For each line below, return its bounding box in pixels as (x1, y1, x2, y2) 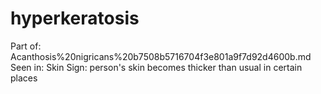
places (10, 72, 38, 84)
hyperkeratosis (10, 7, 140, 30)
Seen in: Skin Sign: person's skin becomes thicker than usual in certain (10, 61, 303, 73)
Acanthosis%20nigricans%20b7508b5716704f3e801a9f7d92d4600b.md (10, 50, 312, 62)
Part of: (10, 40, 42, 52)
